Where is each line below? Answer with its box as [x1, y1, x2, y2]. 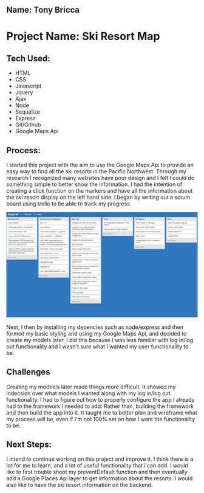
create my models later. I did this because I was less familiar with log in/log [6, 336, 194, 343]
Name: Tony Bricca [6, 5, 80, 15]
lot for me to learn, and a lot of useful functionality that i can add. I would [6, 462, 188, 469]
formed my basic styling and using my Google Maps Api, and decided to [6, 329, 187, 337]
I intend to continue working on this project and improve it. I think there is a [6, 455, 194, 463]
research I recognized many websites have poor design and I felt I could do [6, 174, 195, 182]
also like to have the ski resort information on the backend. [6, 481, 153, 489]
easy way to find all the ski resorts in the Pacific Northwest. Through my [6, 168, 187, 175]
